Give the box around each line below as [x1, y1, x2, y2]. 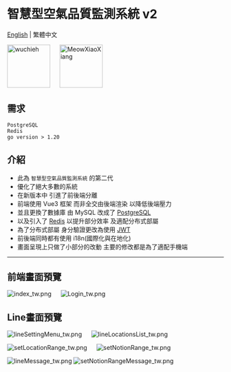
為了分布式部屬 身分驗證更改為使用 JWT [16, 225, 131, 234]
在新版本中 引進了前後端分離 [16, 191, 98, 199]
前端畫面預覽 [7, 271, 62, 282]
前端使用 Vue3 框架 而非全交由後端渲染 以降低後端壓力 [16, 199, 172, 207]
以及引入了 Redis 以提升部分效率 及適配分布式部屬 [16, 216, 159, 225]
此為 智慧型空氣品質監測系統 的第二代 [16, 174, 113, 182]
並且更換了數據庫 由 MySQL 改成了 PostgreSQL [16, 208, 151, 216]
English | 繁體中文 [7, 30, 58, 39]
